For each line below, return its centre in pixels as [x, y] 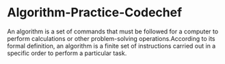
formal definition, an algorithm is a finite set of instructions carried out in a [111, 46]
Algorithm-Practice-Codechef [95, 13]
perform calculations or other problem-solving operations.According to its [111, 38]
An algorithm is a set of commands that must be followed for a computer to [113, 31]
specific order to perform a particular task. [67, 53]
